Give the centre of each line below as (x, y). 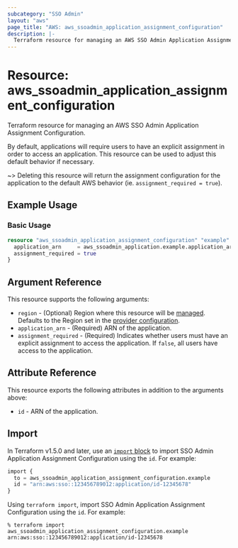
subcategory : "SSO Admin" (45, 14)
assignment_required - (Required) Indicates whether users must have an (123, 336)
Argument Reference (55, 282)
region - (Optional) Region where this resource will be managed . (111, 313)
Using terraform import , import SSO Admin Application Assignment (106, 505)
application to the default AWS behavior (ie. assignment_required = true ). (115, 183)
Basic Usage (29, 226)
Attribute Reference (52, 373)
